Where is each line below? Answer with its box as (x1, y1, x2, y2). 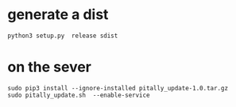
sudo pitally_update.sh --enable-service (7, 91, 150, 99)
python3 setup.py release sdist (7, 32, 118, 40)
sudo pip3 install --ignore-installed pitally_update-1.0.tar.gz (7, 84, 228, 92)
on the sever (7, 58, 92, 76)
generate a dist (7, 6, 109, 24)
